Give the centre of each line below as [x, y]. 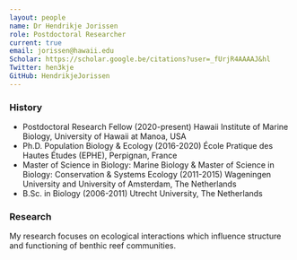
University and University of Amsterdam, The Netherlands [129, 184]
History [26, 107]
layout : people [38, 17]
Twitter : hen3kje [42, 68]
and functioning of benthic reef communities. [93, 246]
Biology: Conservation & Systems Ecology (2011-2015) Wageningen [147, 175]
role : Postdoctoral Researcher [68, 34]
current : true [36, 43]
